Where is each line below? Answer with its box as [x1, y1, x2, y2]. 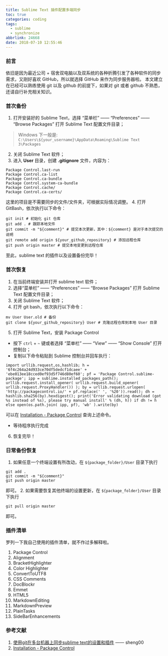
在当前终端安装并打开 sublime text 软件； [13, 278, 99, 284]
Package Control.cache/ [6, 185, 56, 190]
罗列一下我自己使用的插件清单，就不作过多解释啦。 [6, 539, 112, 545]
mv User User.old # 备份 [6, 314, 56, 319]
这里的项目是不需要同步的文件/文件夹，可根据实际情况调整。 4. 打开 [6, 199, 146, 205]
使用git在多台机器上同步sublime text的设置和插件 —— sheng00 [13, 639, 144, 645]
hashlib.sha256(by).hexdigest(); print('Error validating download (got [6, 393, 161, 398]
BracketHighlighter [13, 560, 52, 566]
